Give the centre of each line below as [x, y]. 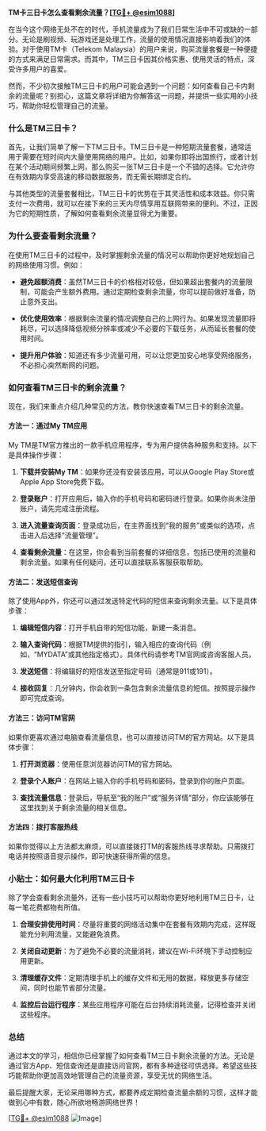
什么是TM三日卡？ [43, 128]
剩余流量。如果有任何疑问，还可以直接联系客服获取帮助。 [113, 562]
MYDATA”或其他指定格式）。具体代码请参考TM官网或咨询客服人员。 [146, 655]
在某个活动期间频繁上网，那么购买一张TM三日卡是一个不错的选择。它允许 [128, 167]
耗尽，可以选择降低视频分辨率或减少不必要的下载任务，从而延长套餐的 [134, 328]
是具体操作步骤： [36, 455]
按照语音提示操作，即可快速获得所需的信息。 [102, 856]
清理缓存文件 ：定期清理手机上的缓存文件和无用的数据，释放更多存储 [131, 978]
